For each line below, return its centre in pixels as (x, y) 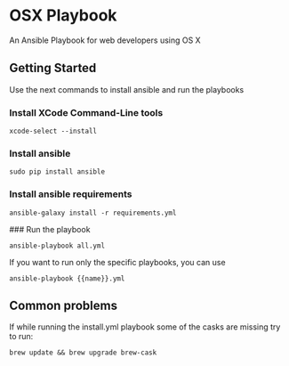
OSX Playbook (63, 16)
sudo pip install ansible (57, 172)
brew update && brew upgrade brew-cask (83, 353)
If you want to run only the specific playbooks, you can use (117, 262)
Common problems (64, 306)
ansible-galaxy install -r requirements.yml (93, 213)
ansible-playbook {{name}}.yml (67, 278)
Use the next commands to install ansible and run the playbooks (127, 89)
